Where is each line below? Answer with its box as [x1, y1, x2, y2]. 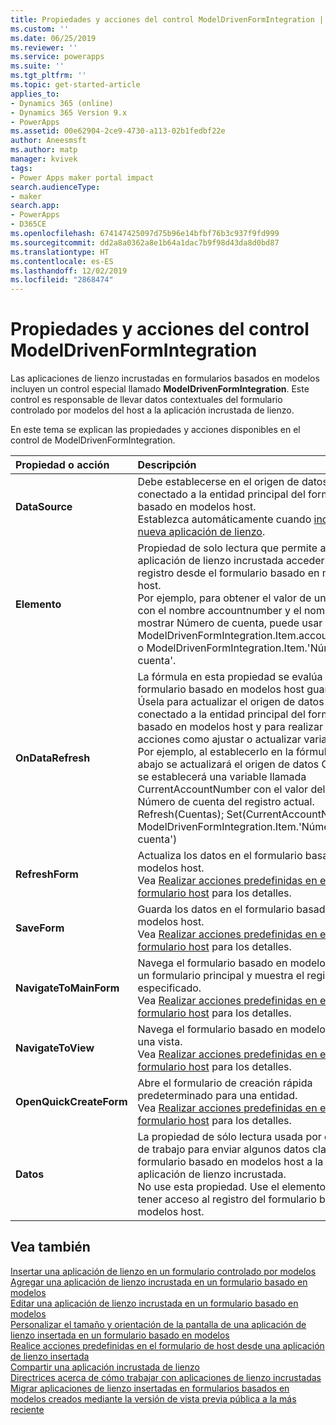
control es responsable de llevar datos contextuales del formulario [10, 394, 283, 406]
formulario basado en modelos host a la [137, 1155, 324, 1169]
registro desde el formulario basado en [137, 566, 320, 580]
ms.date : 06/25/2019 [10, 33, 97, 43]
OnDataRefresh [15, 751, 91, 765]
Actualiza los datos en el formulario [137, 849, 303, 863]
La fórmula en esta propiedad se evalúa [137, 670, 323, 684]
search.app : [10, 201, 60, 211]
